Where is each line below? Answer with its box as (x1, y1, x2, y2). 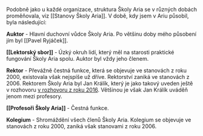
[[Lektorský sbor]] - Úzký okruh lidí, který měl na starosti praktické (6, 49, 175, 56)
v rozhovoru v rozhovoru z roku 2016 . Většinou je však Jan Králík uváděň (6, 86, 188, 93)
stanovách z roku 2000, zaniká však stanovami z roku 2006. (6, 123, 157, 130)
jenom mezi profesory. (6, 93, 62, 100)
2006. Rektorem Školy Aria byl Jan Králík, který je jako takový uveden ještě (6, 80, 193, 87)
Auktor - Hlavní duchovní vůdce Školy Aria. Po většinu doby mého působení (6, 30, 197, 38)
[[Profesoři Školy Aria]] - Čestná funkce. (6, 104, 109, 112)
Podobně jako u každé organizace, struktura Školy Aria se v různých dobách (6, 6, 198, 13)
